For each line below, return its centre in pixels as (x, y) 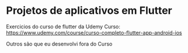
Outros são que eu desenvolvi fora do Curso (59, 44)
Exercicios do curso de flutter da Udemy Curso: (63, 26)
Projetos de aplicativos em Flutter (89, 11)
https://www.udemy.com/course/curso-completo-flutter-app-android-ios (94, 32)
